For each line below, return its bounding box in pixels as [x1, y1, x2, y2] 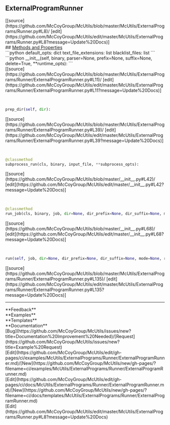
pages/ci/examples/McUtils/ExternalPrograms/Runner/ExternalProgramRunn [5, 355, 165, 361]
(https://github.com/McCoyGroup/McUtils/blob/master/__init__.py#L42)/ [5, 176, 155, 182]
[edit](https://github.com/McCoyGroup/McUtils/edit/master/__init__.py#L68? [5, 231, 164, 237]
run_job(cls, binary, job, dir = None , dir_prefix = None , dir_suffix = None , [5, 211, 162, 216]
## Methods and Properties [5, 44, 63, 50]
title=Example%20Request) [5, 344, 62, 350]
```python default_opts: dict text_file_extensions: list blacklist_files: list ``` [5, 50, 155, 56]
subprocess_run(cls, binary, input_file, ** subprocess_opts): [5, 162, 139, 167]
